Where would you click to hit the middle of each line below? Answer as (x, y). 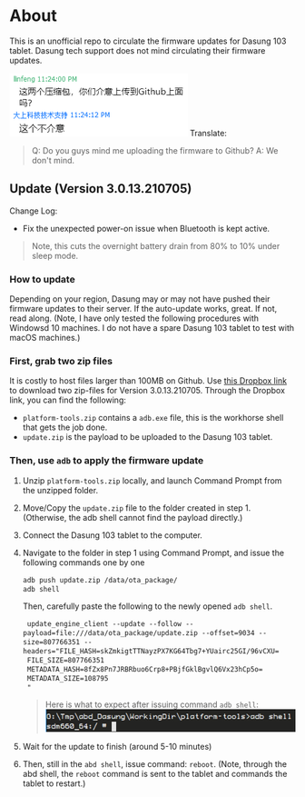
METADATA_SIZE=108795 (68, 678)
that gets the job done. (65, 427)
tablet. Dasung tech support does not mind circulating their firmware (138, 50)
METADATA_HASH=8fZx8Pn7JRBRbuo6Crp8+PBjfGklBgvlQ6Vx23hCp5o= (145, 669)
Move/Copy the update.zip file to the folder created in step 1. (137, 508)
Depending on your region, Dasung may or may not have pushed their (140, 299)
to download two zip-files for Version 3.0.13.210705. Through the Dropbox (148, 391)
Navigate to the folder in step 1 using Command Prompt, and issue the (153, 553)
